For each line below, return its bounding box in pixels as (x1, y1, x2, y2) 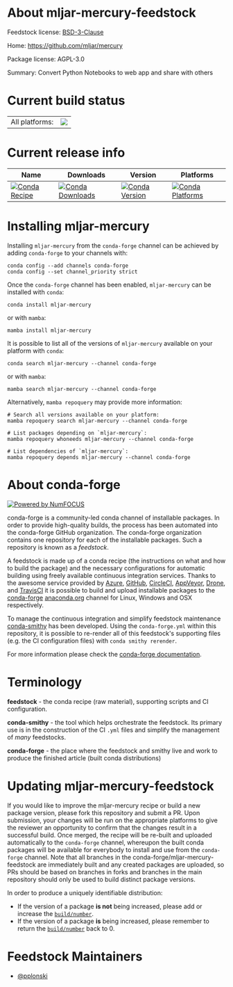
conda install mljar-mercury (7, 301, 92, 308)
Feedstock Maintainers (7, 948, 143, 964)
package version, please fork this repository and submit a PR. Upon (7, 808, 200, 817)
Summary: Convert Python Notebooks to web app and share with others (7, 68, 214, 77)
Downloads (67, 170, 106, 179)
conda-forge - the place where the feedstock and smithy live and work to (7, 746, 218, 755)
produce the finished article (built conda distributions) (7, 753, 162, 762)
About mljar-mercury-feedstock (7, 5, 196, 21)
